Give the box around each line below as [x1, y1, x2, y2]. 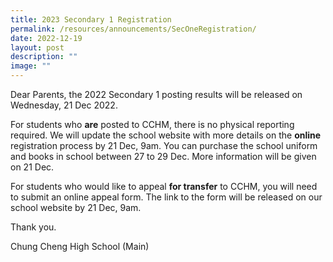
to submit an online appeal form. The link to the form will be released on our [10, 191, 323, 203]
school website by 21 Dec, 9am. [10, 202, 142, 213]
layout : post [10, 42, 65, 53]
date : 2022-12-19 [10, 33, 83, 43]
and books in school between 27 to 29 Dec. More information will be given [10, 151, 317, 162]
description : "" [10, 52, 78, 62]
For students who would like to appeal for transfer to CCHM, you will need [10, 181, 318, 192]
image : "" [10, 61, 52, 71]
